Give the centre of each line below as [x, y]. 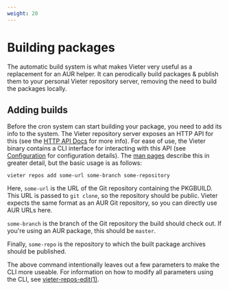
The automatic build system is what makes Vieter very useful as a [100, 67]
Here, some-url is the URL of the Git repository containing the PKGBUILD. [110, 188]
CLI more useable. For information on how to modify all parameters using [110, 272]
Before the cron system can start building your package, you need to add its [114, 126]
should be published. [37, 252]
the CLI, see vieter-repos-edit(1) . [53, 280]
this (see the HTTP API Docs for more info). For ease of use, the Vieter [107, 141]
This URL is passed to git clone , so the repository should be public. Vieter [112, 196]
